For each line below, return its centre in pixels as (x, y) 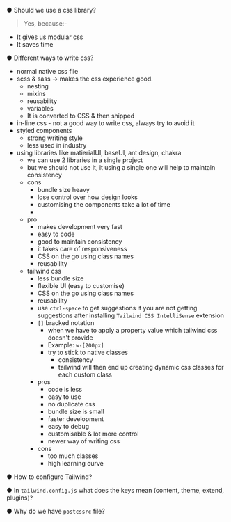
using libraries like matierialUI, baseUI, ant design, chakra (99, 153)
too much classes (73, 456)
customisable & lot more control (93, 434)
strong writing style (55, 138)
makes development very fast (80, 227)
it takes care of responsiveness (82, 249)
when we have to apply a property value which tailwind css (133, 330)
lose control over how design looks (88, 197)
